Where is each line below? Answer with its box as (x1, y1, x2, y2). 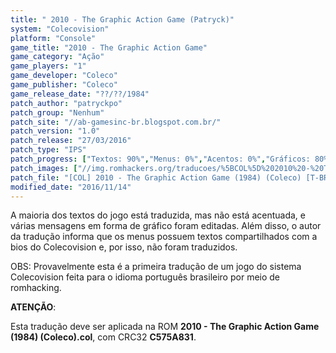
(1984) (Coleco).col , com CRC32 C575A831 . (10, 331, 197, 343)
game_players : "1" (10, 61, 87, 71)
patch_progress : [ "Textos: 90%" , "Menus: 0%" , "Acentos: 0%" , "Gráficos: (10, 154, 311, 164)
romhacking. (10, 282, 62, 294)
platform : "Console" (10, 33, 97, 43)
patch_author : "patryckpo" (10, 98, 123, 108)
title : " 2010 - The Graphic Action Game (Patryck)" (10, 14, 235, 25)
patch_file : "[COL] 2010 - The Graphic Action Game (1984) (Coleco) (10, 172, 302, 183)
